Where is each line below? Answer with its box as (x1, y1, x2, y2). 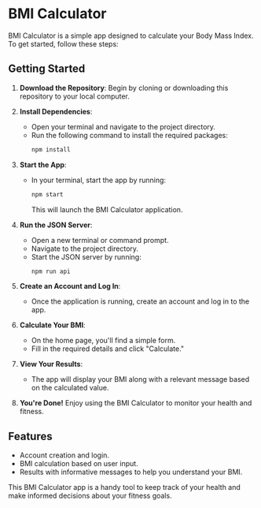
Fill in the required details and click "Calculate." (31, 344, 185, 353)
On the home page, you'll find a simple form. (31, 336, 176, 346)
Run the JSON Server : (19, 220, 93, 230)
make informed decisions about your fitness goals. (8, 491, 172, 501)
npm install (31, 145, 71, 154)
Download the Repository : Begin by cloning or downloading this (19, 83, 229, 92)
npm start (31, 190, 64, 198)
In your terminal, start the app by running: (31, 175, 167, 185)
